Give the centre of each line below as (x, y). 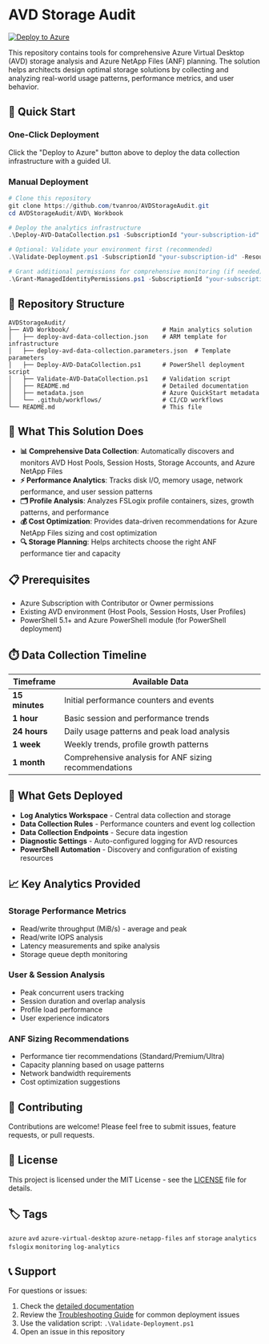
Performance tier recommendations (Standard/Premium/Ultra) (122, 1057)
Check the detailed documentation (77, 1306)
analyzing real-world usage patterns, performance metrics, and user (121, 78)
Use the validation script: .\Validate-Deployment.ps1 (107, 1323)
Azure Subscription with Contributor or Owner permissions (117, 603)
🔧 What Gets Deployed (66, 796)
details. (20, 1188)
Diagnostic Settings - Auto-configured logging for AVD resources (129, 841)
